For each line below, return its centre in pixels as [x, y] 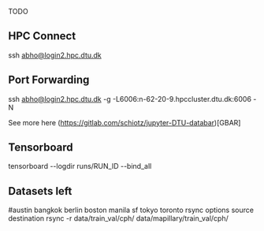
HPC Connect [42, 36]
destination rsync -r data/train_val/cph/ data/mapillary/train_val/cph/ [118, 218]
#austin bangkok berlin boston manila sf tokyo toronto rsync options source [131, 210]
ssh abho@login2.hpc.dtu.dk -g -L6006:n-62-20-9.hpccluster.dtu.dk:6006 [130, 99]
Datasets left [40, 191]
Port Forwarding [49, 80]
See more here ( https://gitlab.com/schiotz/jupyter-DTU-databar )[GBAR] [125, 122]
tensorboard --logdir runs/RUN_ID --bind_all [80, 166]
